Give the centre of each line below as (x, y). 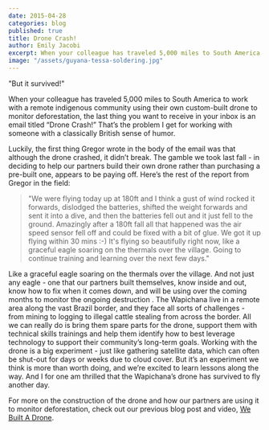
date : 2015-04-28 (37, 16)
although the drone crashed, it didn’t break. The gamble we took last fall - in (134, 157)
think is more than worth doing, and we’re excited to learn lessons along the (134, 367)
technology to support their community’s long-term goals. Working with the (133, 342)
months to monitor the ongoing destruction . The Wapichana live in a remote (134, 299)
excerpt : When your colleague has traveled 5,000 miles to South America (134, 53)
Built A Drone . (31, 417)
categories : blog (37, 23)
